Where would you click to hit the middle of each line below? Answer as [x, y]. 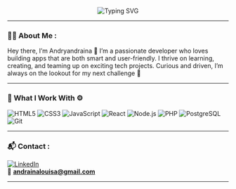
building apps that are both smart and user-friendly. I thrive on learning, [111, 58]
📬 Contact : [29, 146]
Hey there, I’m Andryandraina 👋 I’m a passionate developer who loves [108, 51]
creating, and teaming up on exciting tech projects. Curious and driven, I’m [115, 66]
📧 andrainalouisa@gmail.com [51, 171]
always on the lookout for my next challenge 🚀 [74, 73]
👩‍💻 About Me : [32, 35]
